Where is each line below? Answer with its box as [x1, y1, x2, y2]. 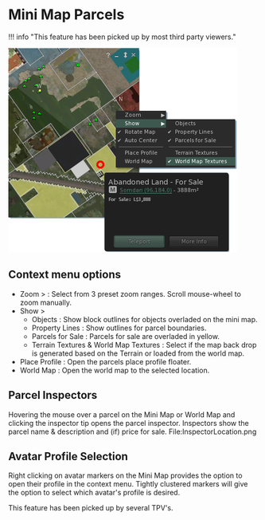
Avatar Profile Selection [8, 449, 129, 463]
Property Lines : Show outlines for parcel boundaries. [31, 323, 207, 333]
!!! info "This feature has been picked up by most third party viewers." [8, 32, 236, 41]
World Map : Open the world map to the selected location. [19, 365, 210, 375]
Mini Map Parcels [8, 6, 125, 24]
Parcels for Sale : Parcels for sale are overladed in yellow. [31, 331, 220, 341]
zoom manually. [19, 297, 72, 307]
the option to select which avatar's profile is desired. [8, 488, 181, 498]
